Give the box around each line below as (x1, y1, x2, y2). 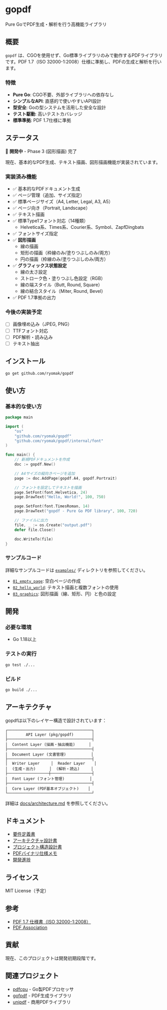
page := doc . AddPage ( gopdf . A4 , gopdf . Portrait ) (14, 476, 117, 481)
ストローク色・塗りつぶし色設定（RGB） (20, 275, 106, 282)
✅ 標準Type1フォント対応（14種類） (12, 218, 89, 224)
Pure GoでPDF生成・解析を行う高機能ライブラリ (5, 21, 107, 27)
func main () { (5, 452, 36, 458)
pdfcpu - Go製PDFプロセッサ (12, 986, 74, 992)
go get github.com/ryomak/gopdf (5, 371, 74, 376)
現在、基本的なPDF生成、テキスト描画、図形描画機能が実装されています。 (5, 159, 161, 165)
